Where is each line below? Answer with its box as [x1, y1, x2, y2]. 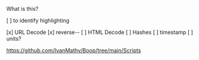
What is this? [6, 5, 38, 12]
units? [6, 35, 21, 42]
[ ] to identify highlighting [6, 17, 70, 24]
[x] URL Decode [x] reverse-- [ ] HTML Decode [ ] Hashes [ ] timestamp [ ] [6, 28, 194, 36]
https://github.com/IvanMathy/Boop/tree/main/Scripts [6, 47, 141, 54]
